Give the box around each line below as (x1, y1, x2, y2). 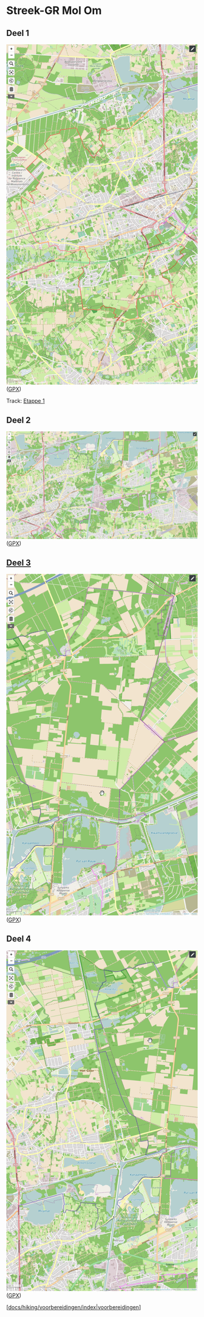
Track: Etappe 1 (6, 397, 45, 405)
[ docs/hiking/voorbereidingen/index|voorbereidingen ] (6, 1303, 141, 1311)
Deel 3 (6, 557, 32, 568)
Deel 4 (6, 934, 32, 944)
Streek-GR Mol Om (6, 4, 102, 18)
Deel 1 (6, 28, 29, 38)
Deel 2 (6, 415, 32, 425)
